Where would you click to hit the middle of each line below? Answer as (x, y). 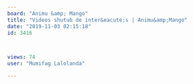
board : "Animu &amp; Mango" (48, 13)
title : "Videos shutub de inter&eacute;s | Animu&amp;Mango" (98, 20)
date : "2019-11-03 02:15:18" (49, 26)
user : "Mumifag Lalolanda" (46, 64)
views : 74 (22, 57)
